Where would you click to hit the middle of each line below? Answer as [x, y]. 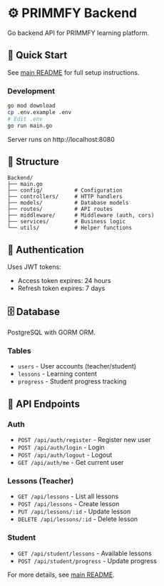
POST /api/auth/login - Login [61, 447]
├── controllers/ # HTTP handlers [65, 197]
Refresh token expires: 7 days [61, 288]
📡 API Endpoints [44, 404]
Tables [19, 351]
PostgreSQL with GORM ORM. [52, 332]
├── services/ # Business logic [67, 222]
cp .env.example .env [40, 112]
